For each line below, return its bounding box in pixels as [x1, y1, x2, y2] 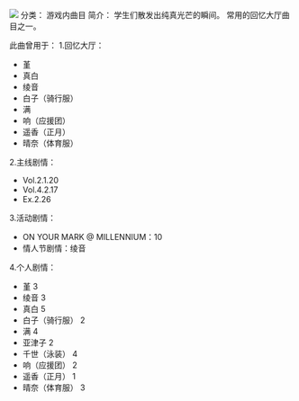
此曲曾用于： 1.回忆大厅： [9, 40, 104, 50]
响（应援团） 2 [22, 360, 78, 370]
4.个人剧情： [9, 262, 57, 272]
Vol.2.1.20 [22, 175, 59, 185]
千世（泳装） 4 [22, 349, 78, 359]
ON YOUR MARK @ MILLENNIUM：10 [22, 232, 163, 242]
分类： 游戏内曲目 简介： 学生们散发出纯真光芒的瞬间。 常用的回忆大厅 [20, 10, 282, 20]
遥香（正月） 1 [22, 371, 77, 381]
